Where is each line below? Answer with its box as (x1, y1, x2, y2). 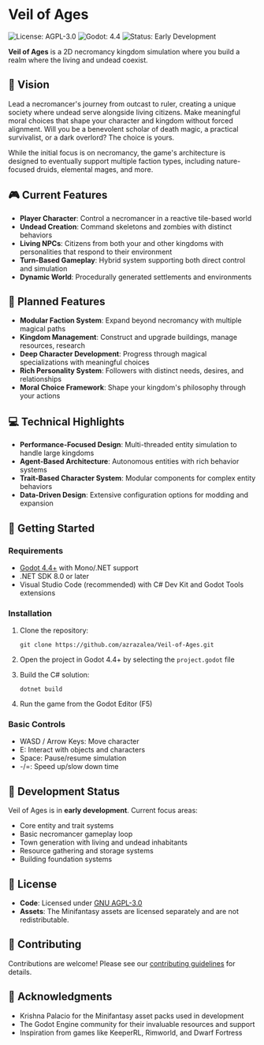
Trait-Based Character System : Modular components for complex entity (19, 473, 256, 483)
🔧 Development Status (8, 785, 121, 798)
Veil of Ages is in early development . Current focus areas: (8, 806, 199, 815)
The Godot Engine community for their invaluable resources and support (19, 1019, 255, 1028)
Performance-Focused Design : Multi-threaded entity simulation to (19, 440, 238, 450)
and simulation (19, 263, 68, 273)
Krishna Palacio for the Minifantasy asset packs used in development (19, 1011, 244, 1021)
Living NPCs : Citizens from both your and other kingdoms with (19, 238, 224, 248)
